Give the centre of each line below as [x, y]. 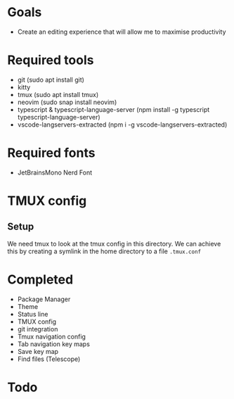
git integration [38, 329]
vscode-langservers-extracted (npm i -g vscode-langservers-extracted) [122, 125]
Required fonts [51, 153]
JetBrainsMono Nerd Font [55, 172]
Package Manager [44, 299]
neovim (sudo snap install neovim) [67, 102]
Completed [40, 279]
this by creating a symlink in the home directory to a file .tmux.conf [104, 251]
